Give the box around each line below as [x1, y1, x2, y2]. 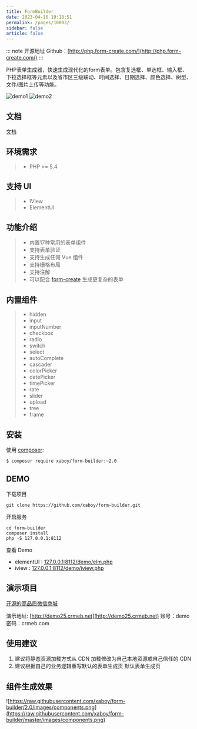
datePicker [29, 374, 56, 381]
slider [29, 392, 43, 400]
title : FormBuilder [6, 8, 54, 15]
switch [29, 342, 46, 349]
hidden [29, 311, 46, 318]
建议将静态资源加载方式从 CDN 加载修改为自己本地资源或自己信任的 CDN [14, 655, 192, 662]
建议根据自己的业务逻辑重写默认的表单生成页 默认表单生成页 [14, 662, 161, 669]
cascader [29, 361, 52, 368]
